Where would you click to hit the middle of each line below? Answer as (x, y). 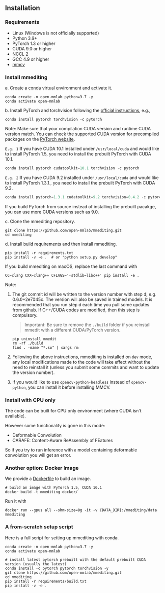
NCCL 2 (20, 54)
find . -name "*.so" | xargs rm (45, 347)
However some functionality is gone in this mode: (55, 426)
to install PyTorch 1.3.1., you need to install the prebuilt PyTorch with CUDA (80, 183)
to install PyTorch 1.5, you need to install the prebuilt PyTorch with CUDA (78, 154)
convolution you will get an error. (38, 455)
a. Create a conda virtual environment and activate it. (59, 88)
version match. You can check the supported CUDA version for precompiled (82, 134)
